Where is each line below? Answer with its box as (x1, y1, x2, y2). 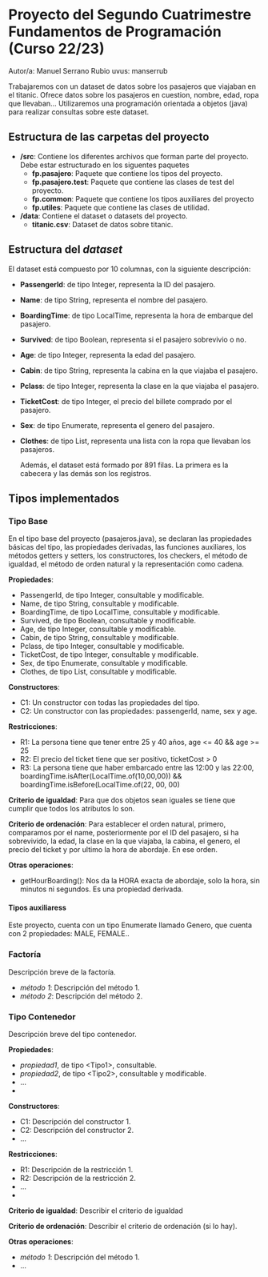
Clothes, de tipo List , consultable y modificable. (19, 667, 178, 677)
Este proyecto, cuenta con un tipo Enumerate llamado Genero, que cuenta (8, 920, 253, 930)
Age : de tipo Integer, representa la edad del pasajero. (19, 350, 196, 359)
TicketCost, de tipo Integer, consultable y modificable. (19, 650, 198, 659)
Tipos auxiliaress (8, 903, 66, 912)
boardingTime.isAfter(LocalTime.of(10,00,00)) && (19, 771, 182, 781)
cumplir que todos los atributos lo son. (8, 804, 135, 814)
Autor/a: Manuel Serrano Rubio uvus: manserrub (8, 66, 168, 75)
